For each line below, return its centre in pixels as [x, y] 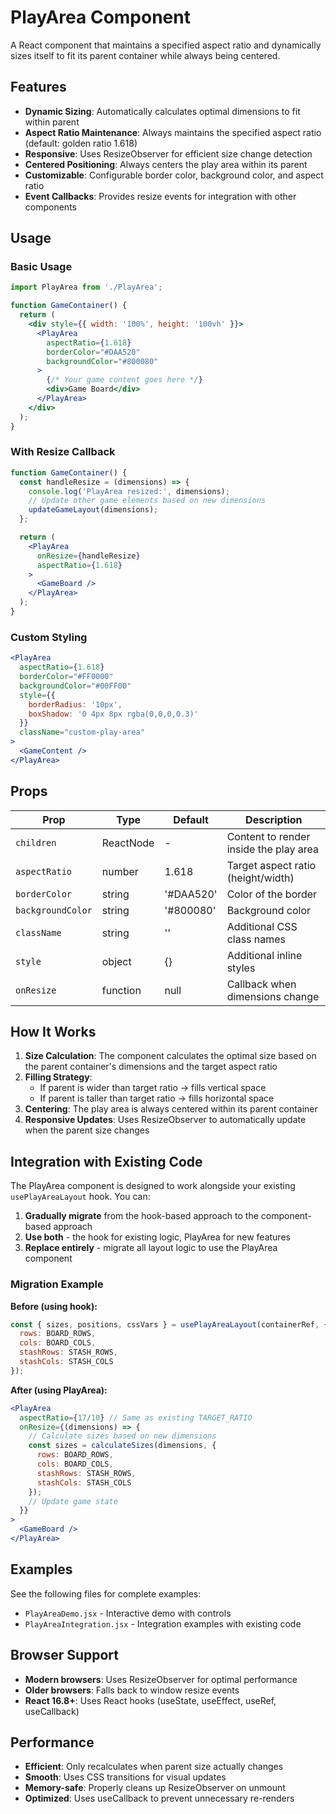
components [50, 207]
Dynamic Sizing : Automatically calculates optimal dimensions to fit [162, 111]
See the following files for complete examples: [106, 1593]
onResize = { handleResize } [88, 556]
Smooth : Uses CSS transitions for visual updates [125, 1777]
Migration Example [57, 1284]
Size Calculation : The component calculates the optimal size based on [170, 1056]
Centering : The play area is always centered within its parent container [171, 1109]
